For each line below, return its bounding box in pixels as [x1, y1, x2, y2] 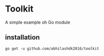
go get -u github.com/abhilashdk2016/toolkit [5, 46, 99, 51]
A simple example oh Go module [5, 19, 70, 25]
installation [5, 33, 40, 42]
